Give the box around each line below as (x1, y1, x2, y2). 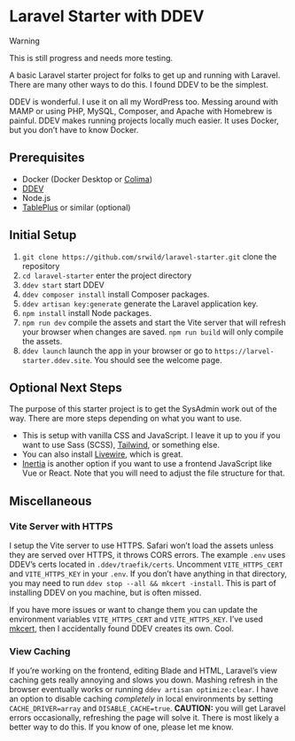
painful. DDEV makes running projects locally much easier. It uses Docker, (9, 115, 279, 126)
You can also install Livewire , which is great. (21, 449, 183, 459)
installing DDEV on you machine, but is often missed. (9, 587, 202, 598)
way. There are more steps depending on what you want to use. (9, 413, 242, 424)
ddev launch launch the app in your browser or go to (21, 345, 213, 356)
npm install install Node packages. (21, 307, 152, 318)
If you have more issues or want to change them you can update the (9, 605, 259, 615)
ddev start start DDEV (21, 279, 105, 289)
